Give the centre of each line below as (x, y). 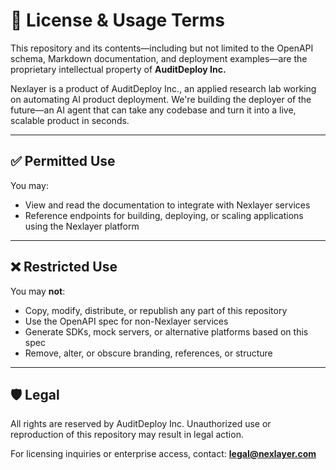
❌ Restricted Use (64, 267)
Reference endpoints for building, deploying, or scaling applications (164, 215)
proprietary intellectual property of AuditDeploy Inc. (118, 69)
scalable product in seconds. (70, 120)
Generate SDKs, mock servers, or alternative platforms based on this (166, 331)
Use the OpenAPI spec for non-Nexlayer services (126, 321)
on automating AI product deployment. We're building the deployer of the (161, 99)
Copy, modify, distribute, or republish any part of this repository (156, 310)
